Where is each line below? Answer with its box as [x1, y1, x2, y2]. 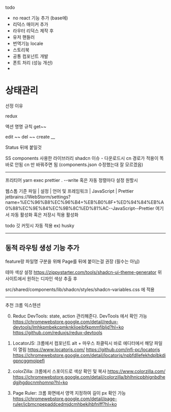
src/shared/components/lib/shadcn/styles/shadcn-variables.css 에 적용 [5, 286, 155, 292]
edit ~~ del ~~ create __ [5, 133, 55, 140]
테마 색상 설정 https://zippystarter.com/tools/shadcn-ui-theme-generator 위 [5, 269, 162, 275]
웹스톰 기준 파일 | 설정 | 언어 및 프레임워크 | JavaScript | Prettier [5, 188, 134, 194]
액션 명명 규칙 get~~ [5, 123, 47, 129]
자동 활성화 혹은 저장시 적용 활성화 [10, 212, 79, 218]
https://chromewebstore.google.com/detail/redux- [12, 318, 119, 325]
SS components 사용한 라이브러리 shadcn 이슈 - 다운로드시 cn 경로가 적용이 [5, 155, 159, 161]
